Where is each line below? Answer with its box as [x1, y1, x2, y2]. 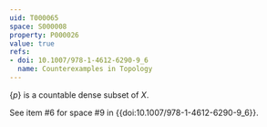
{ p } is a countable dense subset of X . [9, 89, 149, 101]
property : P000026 [9, 30, 79, 39]
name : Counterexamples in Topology [17, 65, 153, 74]
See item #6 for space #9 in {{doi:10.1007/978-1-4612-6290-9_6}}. [9, 107, 260, 118]
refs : [9, 48, 30, 57]
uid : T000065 [9, 13, 59, 23]
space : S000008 [9, 22, 67, 31]
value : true [9, 38, 55, 48]
